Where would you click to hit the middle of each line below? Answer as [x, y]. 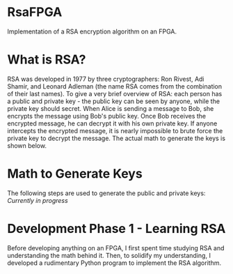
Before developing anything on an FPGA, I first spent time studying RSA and [116, 248]
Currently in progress [38, 200]
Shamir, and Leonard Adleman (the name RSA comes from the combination [115, 86]
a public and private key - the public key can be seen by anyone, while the [114, 101]
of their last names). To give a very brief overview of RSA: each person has [115, 93]
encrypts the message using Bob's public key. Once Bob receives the [107, 116]
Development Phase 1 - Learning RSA [116, 229]
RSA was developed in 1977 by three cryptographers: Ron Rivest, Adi [106, 79]
